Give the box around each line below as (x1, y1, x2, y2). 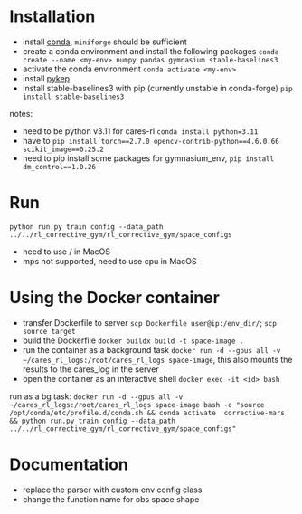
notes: (9, 108, 33, 119)
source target (22, 327, 76, 336)
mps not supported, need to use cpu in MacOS (22, 255, 197, 266)
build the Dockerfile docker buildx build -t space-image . (22, 335, 244, 346)
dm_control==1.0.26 (22, 162, 97, 171)
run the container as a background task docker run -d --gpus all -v (22, 344, 281, 355)
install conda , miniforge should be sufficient (22, 36, 187, 47)
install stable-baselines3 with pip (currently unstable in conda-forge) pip (22, 82, 293, 93)
